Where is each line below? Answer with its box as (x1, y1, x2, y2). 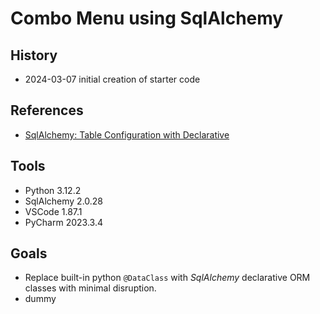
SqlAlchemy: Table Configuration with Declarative (24, 128, 230, 141)
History (10, 47, 58, 64)
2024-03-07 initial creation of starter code (24, 73, 201, 85)
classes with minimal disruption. (24, 282, 157, 294)
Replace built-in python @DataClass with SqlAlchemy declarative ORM (24, 272, 311, 284)
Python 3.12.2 (24, 184, 82, 196)
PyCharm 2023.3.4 (24, 216, 103, 228)
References (10, 102, 84, 119)
